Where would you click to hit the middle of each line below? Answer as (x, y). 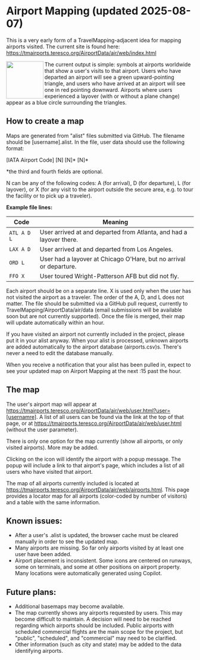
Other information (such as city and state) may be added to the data (98, 644)
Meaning (115, 222)
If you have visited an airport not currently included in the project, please (95, 334)
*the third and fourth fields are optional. (55, 171)
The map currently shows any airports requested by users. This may (99, 613)
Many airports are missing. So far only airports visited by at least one (99, 548)
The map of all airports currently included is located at (73, 483)
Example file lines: (29, 207)
